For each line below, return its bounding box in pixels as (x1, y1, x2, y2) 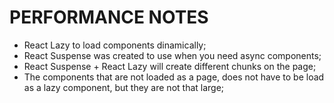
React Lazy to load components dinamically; (23, 39, 207, 51)
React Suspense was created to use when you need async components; (23, 49, 322, 61)
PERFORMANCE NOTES (9, 6, 209, 29)
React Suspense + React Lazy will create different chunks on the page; (23, 60, 317, 72)
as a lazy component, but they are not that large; (23, 81, 225, 93)
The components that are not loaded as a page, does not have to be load (23, 71, 325, 83)
